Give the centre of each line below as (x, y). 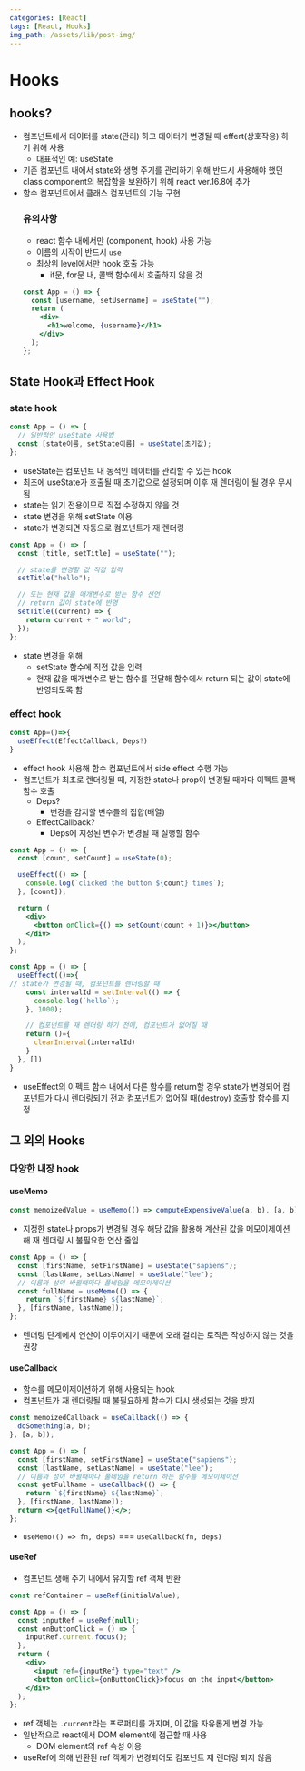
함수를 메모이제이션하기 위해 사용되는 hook (98, 1389)
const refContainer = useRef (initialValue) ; (95, 1595)
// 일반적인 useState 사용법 (66, 436)
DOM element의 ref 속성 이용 (89, 1746)
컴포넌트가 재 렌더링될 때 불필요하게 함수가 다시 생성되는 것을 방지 (139, 1401)
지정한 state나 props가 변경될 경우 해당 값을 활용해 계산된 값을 (133, 1229)
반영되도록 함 (59, 689)
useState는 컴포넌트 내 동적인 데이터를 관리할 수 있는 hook (127, 470)
